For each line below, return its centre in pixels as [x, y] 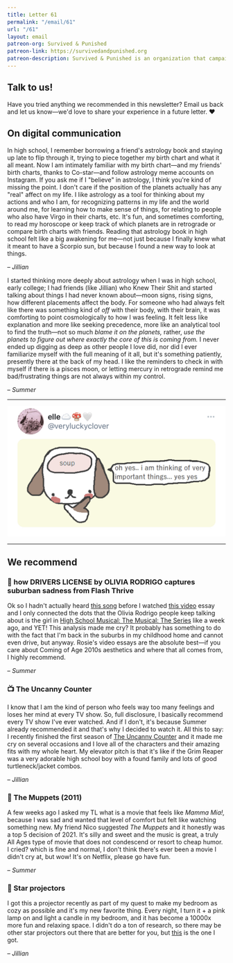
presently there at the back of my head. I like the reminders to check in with [115, 361]
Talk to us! [30, 88]
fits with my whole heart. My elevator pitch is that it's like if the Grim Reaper [115, 751]
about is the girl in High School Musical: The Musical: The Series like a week [116, 620]
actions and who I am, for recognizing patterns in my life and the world [108, 202]
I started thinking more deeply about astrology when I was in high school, [112, 280]
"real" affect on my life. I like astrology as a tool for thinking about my [106, 194]
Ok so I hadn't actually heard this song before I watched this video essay [111, 606]
